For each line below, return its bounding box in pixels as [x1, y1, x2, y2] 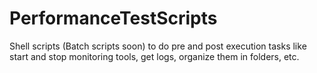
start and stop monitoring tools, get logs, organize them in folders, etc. [9, 50, 300, 62]
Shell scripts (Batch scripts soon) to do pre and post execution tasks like [9, 40, 307, 52]
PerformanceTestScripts [9, 7, 218, 30]
